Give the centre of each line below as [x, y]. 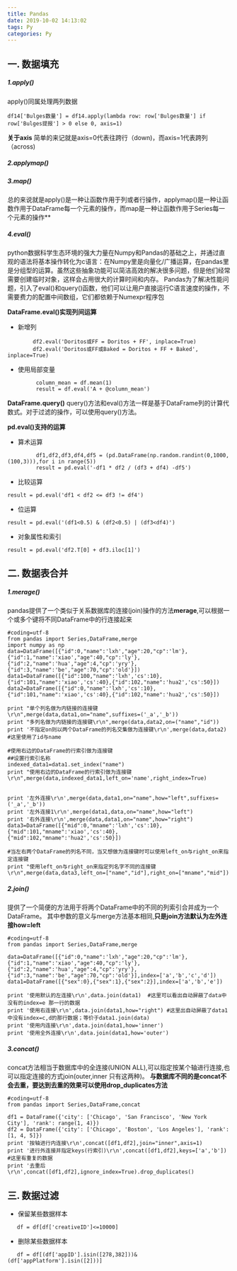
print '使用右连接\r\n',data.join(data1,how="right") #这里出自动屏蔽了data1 [118, 1011]
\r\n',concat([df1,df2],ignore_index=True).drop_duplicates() [101, 1172]
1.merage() [24, 592]
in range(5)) [77, 461]
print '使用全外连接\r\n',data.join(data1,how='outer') [88, 1033]
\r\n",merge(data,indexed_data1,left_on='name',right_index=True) [107, 778]
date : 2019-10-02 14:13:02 [47, 21]
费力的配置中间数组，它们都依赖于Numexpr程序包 [92, 297]
